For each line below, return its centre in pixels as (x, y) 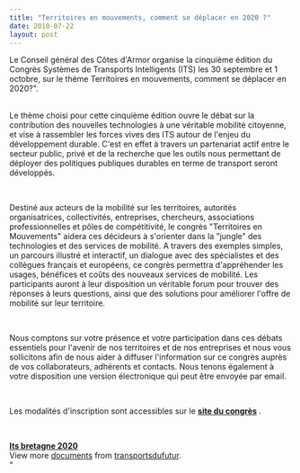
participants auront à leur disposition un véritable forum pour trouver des (144, 284)
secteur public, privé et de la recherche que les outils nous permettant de (145, 154)
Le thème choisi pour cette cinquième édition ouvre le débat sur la (132, 116)
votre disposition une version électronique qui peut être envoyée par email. (148, 376)
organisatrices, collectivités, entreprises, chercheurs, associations (132, 218)
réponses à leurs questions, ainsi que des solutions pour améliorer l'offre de (150, 294)
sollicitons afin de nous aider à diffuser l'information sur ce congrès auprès (148, 357)
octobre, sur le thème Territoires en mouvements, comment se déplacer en (148, 79)
